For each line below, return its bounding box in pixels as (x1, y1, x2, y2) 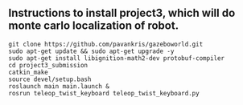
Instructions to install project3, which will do (8, 6, 236, 20)
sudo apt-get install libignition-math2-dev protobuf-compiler (8, 54, 225, 63)
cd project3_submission (8, 61, 89, 69)
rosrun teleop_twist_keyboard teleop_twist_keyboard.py (8, 89, 200, 97)
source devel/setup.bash (8, 75, 92, 83)
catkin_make (8, 68, 48, 76)
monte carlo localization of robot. (8, 19, 179, 33)
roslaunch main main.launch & (8, 82, 110, 91)
